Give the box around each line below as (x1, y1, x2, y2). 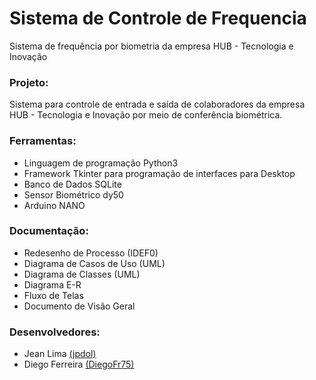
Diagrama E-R (23, 278, 82, 291)
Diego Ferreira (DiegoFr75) (23, 358, 135, 371)
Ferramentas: (9, 134, 77, 148)
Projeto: (9, 75, 49, 89)
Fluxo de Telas (23, 289, 84, 301)
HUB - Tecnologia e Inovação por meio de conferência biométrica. (9, 109, 283, 121)
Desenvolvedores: (9, 325, 101, 339)
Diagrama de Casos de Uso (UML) (23, 257, 166, 269)
